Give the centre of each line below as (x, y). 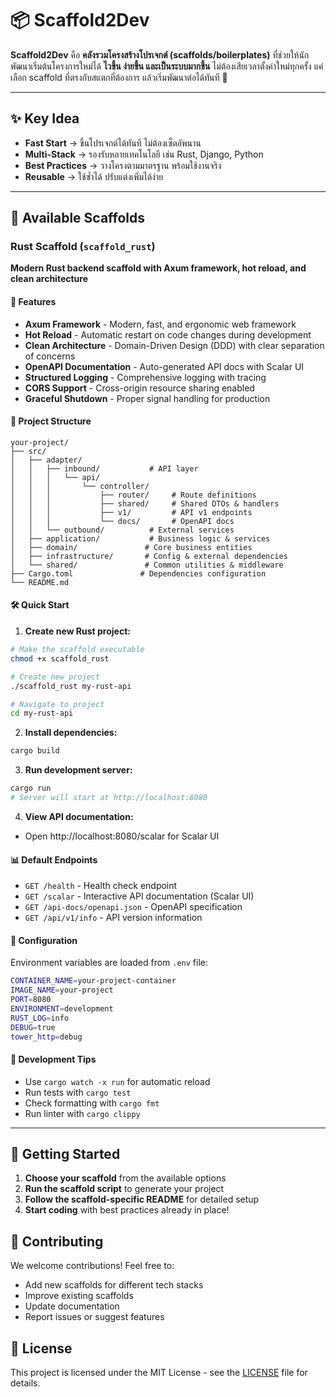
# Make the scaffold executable (77, 650)
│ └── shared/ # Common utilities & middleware (147, 565)
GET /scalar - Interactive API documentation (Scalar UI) (139, 896)
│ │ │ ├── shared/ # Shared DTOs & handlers (145, 503)
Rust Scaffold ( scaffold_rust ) (83, 247)
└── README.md (40, 582)
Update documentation (72, 1306)
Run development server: (78, 770)
